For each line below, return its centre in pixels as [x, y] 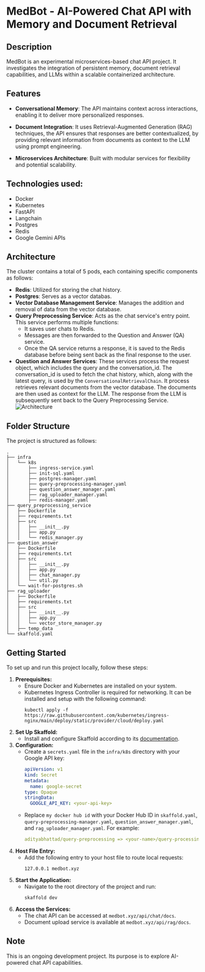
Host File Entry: [35, 851]
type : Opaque [41, 792]
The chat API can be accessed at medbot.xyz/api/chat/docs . [100, 916]
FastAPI [25, 212]
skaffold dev [41, 898]
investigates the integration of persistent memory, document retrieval [93, 68]
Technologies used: [45, 184]
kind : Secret [41, 775]
